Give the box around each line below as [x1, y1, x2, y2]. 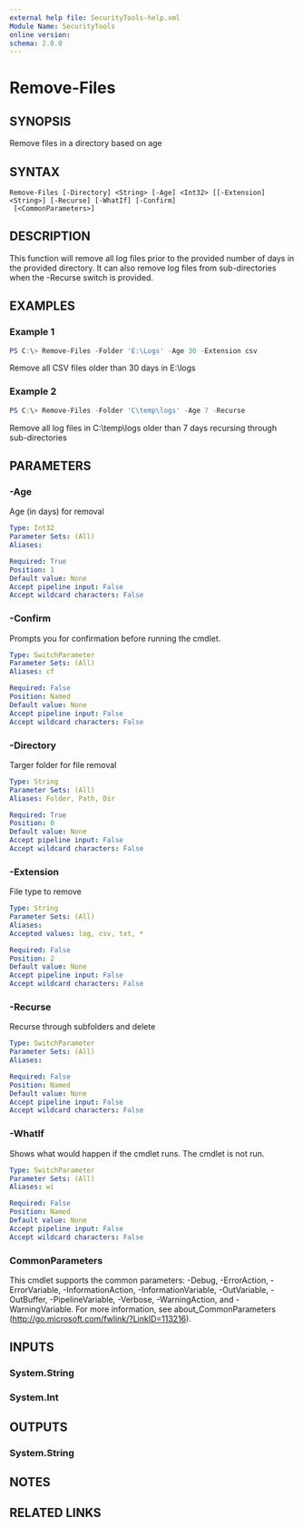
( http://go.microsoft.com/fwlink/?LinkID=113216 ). [9, 1313, 192, 1324]
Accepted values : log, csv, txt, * [9, 929, 144, 938]
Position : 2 [9, 954, 54, 963]
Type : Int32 [9, 524, 54, 533]
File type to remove [9, 886, 82, 897]
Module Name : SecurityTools [9, 22, 116, 31]
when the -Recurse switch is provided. [9, 271, 154, 282]
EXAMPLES [9, 299, 75, 314]
